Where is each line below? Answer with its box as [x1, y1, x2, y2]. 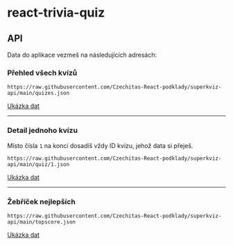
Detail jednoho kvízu [7, 126, 78, 136]
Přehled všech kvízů [7, 68, 78, 78]
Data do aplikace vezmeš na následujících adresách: [7, 51, 157, 59]
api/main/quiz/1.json [7, 161, 70, 167]
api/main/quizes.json [7, 90, 70, 97]
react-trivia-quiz [7, 5, 105, 21]
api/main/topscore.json [7, 218, 76, 226]
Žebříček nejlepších [7, 197, 76, 206]
